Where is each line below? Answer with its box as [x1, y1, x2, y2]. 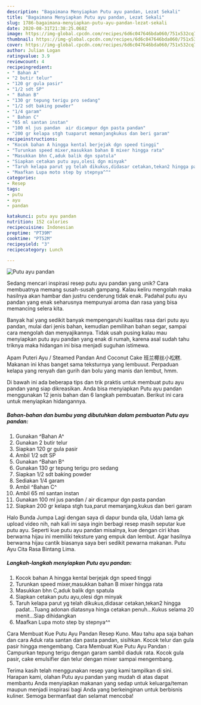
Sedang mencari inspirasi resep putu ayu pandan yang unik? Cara [7, 279, 169, 287]
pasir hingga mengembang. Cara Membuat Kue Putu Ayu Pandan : [7, 643, 169, 650]
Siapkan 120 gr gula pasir [15, 445, 78, 453]
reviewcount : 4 [7, 58, 45, 64]
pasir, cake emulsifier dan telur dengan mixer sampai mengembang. [7, 656, 174, 663]
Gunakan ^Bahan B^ [15, 458, 65, 465]
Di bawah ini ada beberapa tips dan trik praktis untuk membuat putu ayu [7, 379, 184, 386]
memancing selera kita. [7, 305, 64, 312]
